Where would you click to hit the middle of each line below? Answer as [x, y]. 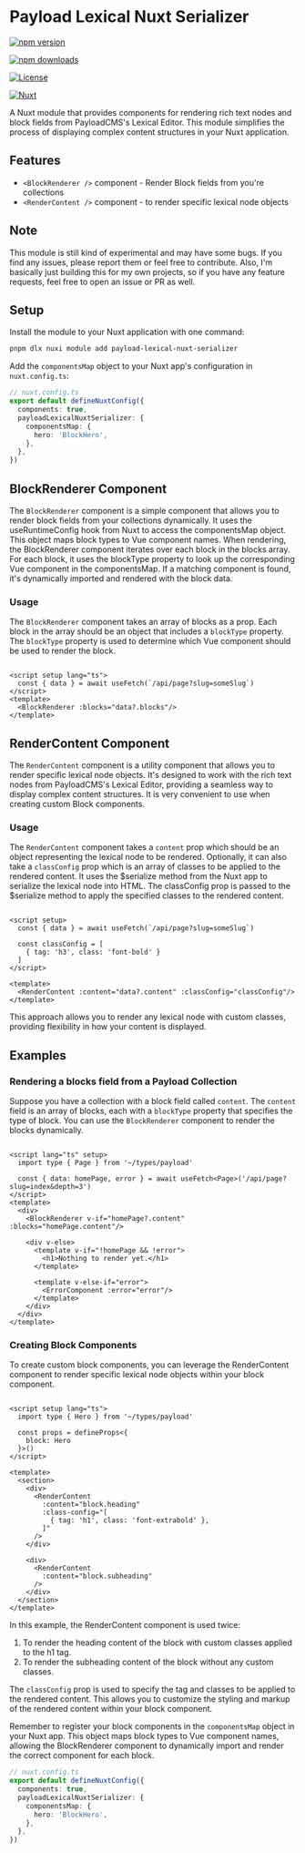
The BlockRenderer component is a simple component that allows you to [144, 510]
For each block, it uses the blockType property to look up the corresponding [152, 558]
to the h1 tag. [47, 1653]
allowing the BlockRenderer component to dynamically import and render [147, 1746]
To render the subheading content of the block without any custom [148, 1662]
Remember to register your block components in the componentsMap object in [152, 1726]
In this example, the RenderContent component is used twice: [125, 1625]
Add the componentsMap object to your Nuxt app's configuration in [131, 366]
